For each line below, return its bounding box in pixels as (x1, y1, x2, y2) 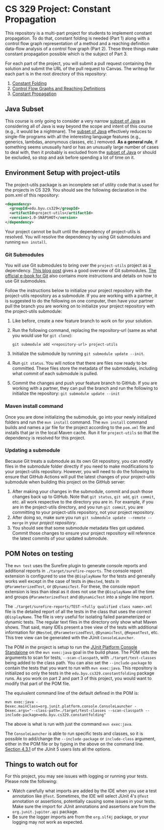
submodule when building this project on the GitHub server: (5, 479, 126, 485)
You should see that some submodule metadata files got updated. (12, 525, 145, 530)
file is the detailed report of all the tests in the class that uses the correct (5, 608, 151, 614)
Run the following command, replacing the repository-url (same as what (12, 327, 157, 333)
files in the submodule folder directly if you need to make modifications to (5, 463, 154, 469)
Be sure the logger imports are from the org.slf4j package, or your (12, 814, 149, 820)
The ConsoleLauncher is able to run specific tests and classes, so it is (5, 730, 143, 736)
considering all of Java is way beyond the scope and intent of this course (5, 123, 153, 129)
